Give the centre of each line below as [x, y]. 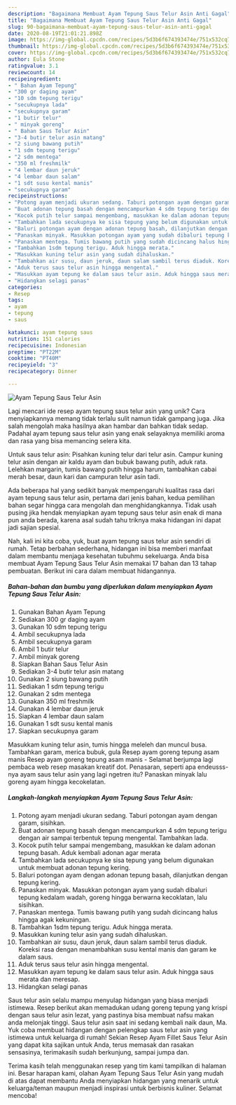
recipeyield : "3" [33, 365]
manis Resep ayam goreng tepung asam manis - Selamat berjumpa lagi [111, 759]
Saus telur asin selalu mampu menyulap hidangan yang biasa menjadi [108, 1000]
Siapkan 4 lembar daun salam [61, 716]
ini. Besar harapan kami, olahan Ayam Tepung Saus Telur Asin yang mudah [116, 1073]
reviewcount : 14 [32, 72]
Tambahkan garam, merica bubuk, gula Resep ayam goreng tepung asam [114, 752]
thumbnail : [24, 46]
